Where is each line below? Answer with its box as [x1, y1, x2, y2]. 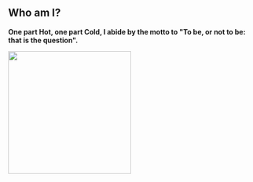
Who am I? [8, 6, 61, 20]
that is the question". [8, 35, 79, 45]
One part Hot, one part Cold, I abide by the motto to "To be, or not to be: [8, 27, 246, 36]
